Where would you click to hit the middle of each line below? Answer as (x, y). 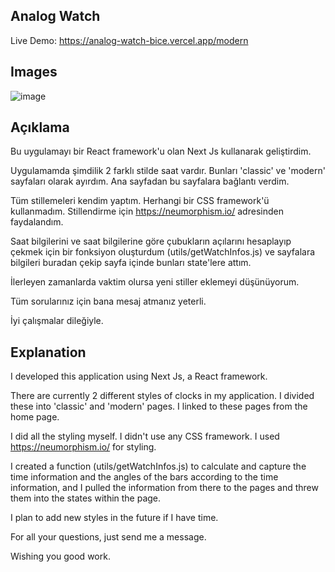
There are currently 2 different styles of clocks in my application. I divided (162, 396)
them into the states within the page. (86, 498)
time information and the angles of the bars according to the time (144, 477)
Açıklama (40, 127)
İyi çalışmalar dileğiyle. (57, 321)
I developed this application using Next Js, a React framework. (139, 376)
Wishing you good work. (60, 556)
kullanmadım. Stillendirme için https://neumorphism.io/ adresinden (147, 211)
